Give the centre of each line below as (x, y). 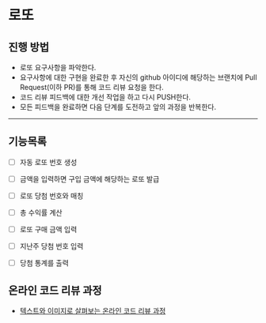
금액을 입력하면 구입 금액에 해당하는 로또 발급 (89, 178)
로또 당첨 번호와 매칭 (51, 195)
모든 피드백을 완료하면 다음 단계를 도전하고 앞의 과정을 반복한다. (118, 107)
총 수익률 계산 (41, 212)
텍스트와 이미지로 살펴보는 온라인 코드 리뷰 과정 (93, 311)
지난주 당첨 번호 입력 (51, 246)
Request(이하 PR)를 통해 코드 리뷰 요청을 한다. (91, 87)
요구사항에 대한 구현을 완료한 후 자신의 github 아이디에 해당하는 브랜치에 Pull (138, 77)
